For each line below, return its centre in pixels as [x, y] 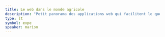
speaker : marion [22, 27]
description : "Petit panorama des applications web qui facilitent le [79, 14]
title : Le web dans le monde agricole [45, 9]
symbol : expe [18, 23]
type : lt [14, 18]
